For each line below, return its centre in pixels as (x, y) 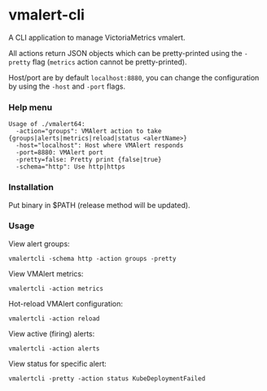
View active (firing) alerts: (52, 333)
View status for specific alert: (58, 363)
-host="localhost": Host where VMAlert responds (100, 146)
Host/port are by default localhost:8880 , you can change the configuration (134, 77)
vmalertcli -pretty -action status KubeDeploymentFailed (107, 378)
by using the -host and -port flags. (67, 86)
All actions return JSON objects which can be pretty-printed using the (125, 53)
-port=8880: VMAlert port (60, 153)
